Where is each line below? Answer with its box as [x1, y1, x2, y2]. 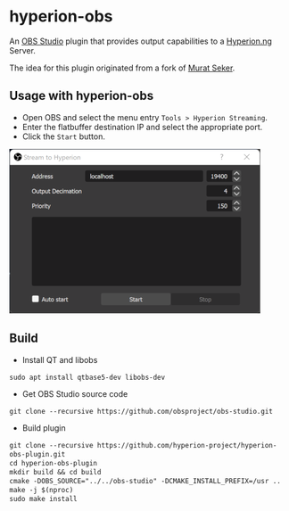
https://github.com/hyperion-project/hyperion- [96, 441, 277, 449]
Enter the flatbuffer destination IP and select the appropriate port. [21, 121, 263, 132]
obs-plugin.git [9, 449, 66, 458]
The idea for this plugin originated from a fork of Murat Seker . [9, 62, 235, 73]
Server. [9, 45, 36, 55]
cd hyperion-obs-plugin [9, 458, 98, 467]
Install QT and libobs [21, 354, 98, 365]
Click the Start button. [21, 131, 105, 142]
